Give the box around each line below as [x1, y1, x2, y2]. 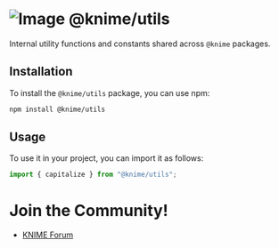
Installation [9, 64, 73, 79]
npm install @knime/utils [9, 105, 105, 114]
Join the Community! [9, 200, 168, 220]
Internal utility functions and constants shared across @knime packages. [9, 38, 271, 49]
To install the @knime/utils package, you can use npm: [9, 87, 210, 98]
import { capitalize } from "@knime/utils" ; [9, 170, 177, 180]
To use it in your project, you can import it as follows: [9, 153, 204, 164]
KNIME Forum [21, 229, 74, 240]
